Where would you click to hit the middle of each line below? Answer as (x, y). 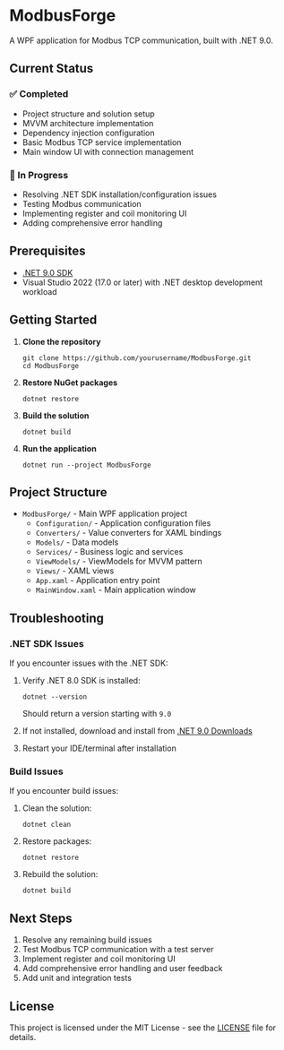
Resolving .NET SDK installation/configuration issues (120, 194)
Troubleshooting (57, 618)
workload (39, 291)
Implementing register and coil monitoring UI (104, 213)
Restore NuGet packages (70, 383)
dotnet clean (47, 825)
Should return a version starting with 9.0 (97, 714)
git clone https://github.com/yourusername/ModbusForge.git (137, 358)
